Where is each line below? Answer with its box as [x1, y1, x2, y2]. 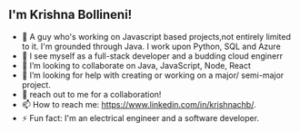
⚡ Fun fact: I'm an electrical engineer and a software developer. [21, 112, 260, 123]
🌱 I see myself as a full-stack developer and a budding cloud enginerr [21, 50, 284, 61]
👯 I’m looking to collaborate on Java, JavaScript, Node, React [21, 60, 252, 71]
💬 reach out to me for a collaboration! [21, 89, 162, 99]
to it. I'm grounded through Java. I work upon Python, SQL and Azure [21, 41, 281, 52]
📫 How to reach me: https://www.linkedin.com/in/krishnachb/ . [21, 99, 256, 109]
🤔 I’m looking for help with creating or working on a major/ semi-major [21, 70, 285, 80]
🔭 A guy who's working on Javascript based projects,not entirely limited [21, 31, 292, 42]
